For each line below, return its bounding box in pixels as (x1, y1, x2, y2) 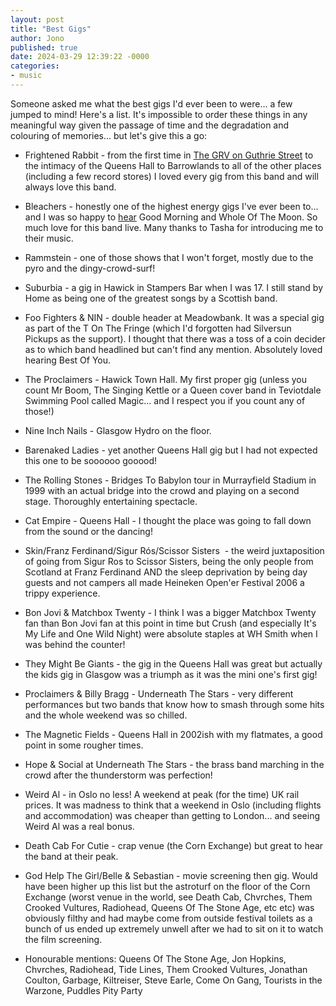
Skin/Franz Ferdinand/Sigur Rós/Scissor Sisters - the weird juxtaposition (24, 544, 325, 556)
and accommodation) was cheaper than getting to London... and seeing (24, 809, 321, 821)
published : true (10, 42, 78, 53)
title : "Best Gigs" (10, 24, 92, 34)
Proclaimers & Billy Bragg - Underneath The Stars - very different (24, 687, 294, 700)
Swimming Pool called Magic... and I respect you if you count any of (24, 394, 306, 406)
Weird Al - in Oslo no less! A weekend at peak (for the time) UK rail (24, 788, 300, 800)
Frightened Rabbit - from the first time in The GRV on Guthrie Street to (24, 149, 314, 161)
